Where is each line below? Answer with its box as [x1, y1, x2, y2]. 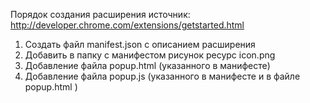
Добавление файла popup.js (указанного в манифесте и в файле [24, 70, 301, 82]
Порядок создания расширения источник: [10, 9, 191, 20]
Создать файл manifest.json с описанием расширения [24, 39, 256, 50]
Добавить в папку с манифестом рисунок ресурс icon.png [24, 49, 276, 61]
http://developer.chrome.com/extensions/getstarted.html [10, 19, 245, 31]
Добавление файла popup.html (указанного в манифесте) [24, 60, 271, 71]
